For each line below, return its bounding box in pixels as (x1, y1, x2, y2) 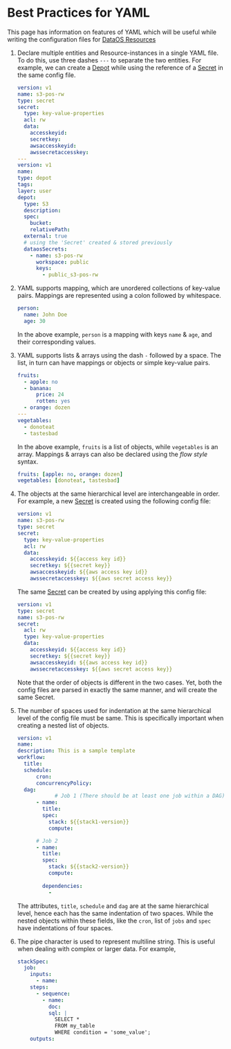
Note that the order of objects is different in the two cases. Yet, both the (17, 678, 223, 687)
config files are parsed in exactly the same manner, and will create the (17, 685, 218, 694)
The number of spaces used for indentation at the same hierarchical (17, 706, 212, 714)
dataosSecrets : (24, 245, 68, 253)
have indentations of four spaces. (17, 923, 113, 932)
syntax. (17, 457, 39, 466)
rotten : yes (35, 398, 71, 405)
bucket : (30, 220, 52, 227)
